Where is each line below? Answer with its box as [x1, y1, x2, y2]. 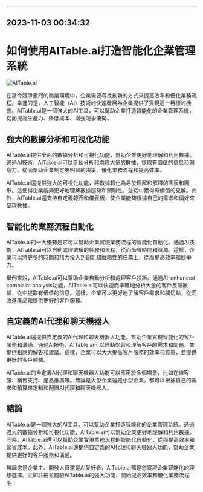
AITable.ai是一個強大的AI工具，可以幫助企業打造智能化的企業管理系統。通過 [6, 421, 195, 428]
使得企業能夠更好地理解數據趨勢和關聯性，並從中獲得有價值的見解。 [22, 187, 192, 194]
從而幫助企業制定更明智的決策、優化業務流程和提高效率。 [22, 166, 165, 174]
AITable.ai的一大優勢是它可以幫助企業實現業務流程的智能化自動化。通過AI [6, 238, 190, 246]
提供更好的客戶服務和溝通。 [6, 451, 76, 458]
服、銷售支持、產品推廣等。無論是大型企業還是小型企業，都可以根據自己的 [6, 376, 192, 384]
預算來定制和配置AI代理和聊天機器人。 [16, 384, 112, 391]
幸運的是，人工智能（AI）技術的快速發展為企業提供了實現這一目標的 [16, 99, 186, 107]
